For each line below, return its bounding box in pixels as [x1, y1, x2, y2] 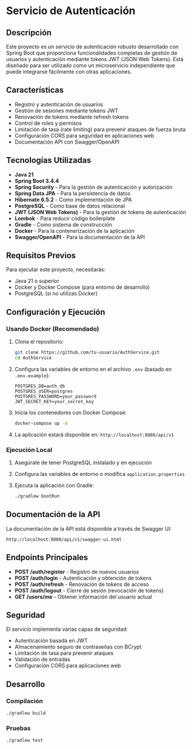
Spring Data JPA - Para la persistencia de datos [14, 189, 131, 197]
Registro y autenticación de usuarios [14, 101, 103, 108]
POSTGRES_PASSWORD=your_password [14, 393, 97, 400]
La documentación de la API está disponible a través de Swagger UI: [6, 525, 172, 532]
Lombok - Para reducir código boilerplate [14, 215, 116, 222]
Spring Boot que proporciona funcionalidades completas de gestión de [6, 49, 178, 56]
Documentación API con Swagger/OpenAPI [14, 138, 120, 145]
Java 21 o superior [14, 278, 60, 285]
